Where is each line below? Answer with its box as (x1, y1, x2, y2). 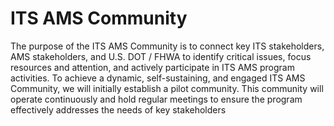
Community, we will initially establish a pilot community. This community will (10, 82, 324, 94)
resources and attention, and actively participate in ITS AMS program (10, 61, 295, 73)
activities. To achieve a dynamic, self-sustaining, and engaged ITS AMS (10, 72, 306, 84)
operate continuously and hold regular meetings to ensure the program (10, 93, 303, 105)
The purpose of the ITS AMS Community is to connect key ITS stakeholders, (10, 40, 325, 52)
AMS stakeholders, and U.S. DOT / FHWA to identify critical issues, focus (10, 50, 312, 62)
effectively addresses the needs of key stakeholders (10, 103, 227, 116)
